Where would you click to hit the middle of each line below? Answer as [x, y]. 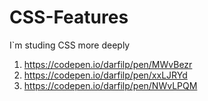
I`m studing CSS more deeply [70, 45]
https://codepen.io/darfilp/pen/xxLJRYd [105, 75]
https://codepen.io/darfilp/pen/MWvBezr [108, 64]
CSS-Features [69, 17]
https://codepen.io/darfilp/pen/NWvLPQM [110, 85]
